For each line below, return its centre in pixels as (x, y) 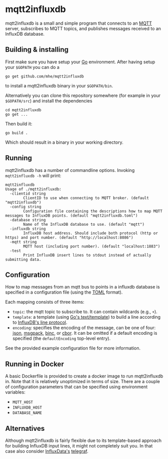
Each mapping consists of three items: (45, 302)
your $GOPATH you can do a (32, 67)
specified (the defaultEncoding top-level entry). (61, 338)
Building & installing (37, 50)
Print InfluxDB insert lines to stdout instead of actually (87, 255)
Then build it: (19, 124)
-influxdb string (28, 229)
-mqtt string (23, 242)
